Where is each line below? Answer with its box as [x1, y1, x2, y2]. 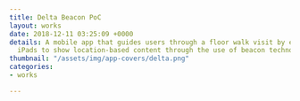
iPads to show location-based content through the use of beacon [17, 46, 266, 55]
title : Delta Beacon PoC [9, 12, 102, 22]
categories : [9, 63, 54, 72]
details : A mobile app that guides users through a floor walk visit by [9, 37, 286, 47]
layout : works [9, 21, 62, 30]
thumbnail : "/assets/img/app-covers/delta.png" [9, 54, 190, 63]
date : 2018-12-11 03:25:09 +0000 [9, 29, 134, 38]
